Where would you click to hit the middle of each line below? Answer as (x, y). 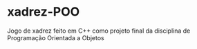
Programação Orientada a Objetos (56, 37)
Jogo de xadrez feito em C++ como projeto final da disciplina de (99, 31)
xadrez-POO (44, 12)
